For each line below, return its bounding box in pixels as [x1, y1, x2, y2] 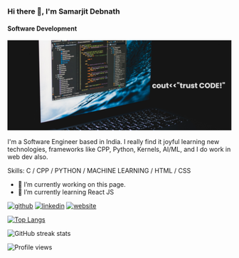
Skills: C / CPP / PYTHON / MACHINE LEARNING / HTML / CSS [7, 166, 191, 175]
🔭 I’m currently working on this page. [17, 180, 126, 188]
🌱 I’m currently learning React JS [17, 187, 115, 196]
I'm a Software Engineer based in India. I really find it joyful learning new [7, 137, 220, 145]
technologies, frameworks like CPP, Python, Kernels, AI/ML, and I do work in [7, 145, 231, 153]
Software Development [7, 24, 78, 33]
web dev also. [7, 153, 48, 161]
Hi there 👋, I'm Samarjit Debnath [7, 6, 120, 16]
